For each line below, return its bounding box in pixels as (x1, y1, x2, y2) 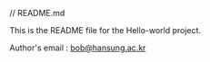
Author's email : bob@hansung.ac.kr (9, 42, 146, 53)
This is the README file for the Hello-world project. (9, 25, 202, 35)
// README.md (9, 8, 65, 18)
